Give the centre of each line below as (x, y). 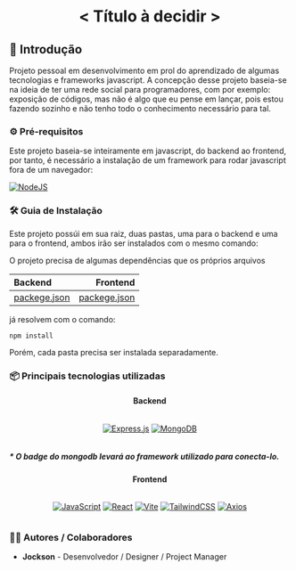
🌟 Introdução (46, 49)
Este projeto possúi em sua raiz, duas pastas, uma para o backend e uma (144, 233)
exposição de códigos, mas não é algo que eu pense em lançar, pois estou (146, 99)
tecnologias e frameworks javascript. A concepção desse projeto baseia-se (148, 80)
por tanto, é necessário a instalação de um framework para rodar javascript (148, 160)
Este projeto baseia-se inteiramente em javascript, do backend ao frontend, (148, 151)
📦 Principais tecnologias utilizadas (87, 376)
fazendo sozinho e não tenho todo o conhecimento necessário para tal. (140, 108)
